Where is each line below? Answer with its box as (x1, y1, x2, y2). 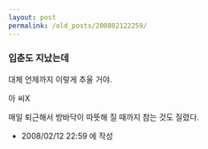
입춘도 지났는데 (8, 52, 70, 65)
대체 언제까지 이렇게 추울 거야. (8, 74, 112, 84)
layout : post (8, 12, 57, 22)
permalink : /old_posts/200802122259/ (8, 21, 148, 30)
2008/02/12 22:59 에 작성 (20, 130, 113, 141)
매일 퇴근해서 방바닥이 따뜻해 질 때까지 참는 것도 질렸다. (8, 112, 200, 122)
